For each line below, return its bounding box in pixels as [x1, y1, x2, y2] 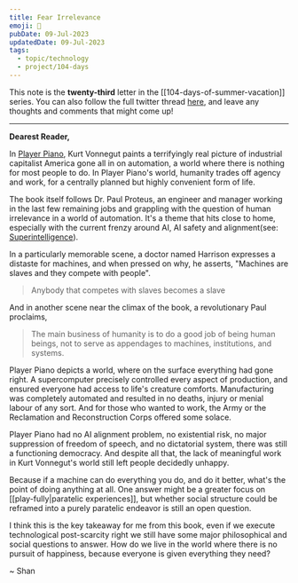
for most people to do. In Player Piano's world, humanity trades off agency [9, 167, 281, 177]
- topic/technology [17, 54, 90, 63]
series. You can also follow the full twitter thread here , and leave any [9, 96, 260, 106]
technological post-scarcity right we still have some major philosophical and [9, 529, 287, 540]
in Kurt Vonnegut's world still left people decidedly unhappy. [9, 457, 230, 468]
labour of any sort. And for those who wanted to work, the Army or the [9, 402, 267, 413]
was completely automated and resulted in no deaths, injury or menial [9, 392, 264, 404]
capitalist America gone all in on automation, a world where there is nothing [9, 157, 286, 169]
